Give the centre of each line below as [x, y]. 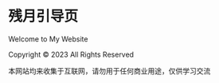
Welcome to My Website [48, 39]
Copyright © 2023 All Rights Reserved [71, 54]
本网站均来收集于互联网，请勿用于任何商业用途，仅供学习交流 [109, 71]
